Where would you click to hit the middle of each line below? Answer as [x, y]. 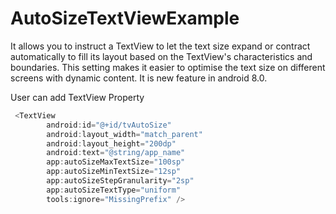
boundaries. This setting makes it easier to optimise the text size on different [168, 67]
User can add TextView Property [77, 97]
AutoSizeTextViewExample [125, 18]
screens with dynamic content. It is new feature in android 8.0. [139, 78]
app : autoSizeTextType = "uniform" [114, 190]
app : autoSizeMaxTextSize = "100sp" [116, 162]
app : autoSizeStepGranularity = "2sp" [120, 181]
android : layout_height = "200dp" [111, 143]
